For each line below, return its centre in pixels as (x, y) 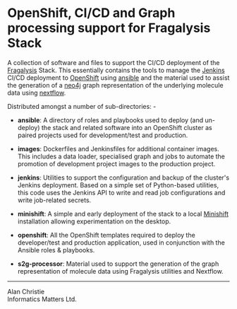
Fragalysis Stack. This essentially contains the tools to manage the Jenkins (116, 70)
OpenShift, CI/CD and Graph (91, 13)
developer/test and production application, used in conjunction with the (121, 243)
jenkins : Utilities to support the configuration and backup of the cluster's (123, 177)
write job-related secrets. (54, 200)
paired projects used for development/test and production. (103, 135)
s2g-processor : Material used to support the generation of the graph (118, 264)
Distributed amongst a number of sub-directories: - (82, 106)
